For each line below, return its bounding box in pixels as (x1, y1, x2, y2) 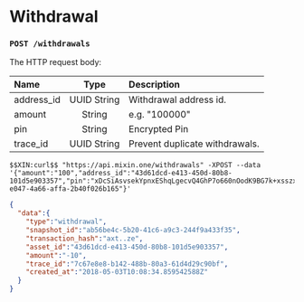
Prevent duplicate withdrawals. (128, 137, 260, 150)
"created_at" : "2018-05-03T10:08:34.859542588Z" (25, 268, 208, 277)
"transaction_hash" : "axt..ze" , (25, 233, 144, 243)
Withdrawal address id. (128, 93, 227, 106)
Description (128, 79, 181, 91)
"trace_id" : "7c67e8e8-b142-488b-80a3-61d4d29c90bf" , (25, 260, 229, 269)
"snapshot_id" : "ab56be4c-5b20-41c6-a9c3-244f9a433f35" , (25, 226, 242, 235)
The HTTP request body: (9, 57, 102, 68)
